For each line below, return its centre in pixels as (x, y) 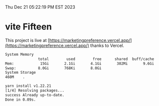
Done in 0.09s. (21, 100)
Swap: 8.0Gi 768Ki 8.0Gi (53, 68)
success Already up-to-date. (35, 95)
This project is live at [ (27, 40)
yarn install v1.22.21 (28, 86)
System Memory (20, 54)
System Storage (21, 73)
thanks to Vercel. (107, 45)
